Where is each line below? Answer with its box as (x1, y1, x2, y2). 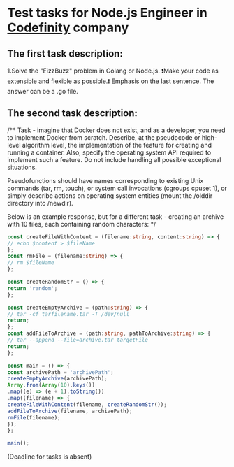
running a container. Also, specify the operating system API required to (7, 148, 212, 157)
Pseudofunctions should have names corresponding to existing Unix (7, 176, 204, 185)
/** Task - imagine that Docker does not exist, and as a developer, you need (7, 126, 226, 134)
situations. (7, 163, 37, 171)
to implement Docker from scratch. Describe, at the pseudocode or (7, 133, 200, 141)
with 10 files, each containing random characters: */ (7, 220, 156, 228)
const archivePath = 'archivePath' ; (7, 368, 114, 375)
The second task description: (7, 107, 138, 120)
